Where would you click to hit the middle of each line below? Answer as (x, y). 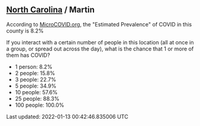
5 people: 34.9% (36, 86)
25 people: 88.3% (37, 98)
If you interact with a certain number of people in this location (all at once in (100, 42)
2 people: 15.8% (35, 73)
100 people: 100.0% (39, 105)
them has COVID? (28, 55)
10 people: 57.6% (36, 92)
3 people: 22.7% (36, 79)
